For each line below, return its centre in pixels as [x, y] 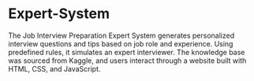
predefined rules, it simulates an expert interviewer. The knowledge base [127, 52]
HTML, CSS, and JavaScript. [54, 68]
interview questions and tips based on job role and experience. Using [121, 43]
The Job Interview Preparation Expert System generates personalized [121, 35]
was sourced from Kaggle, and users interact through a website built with [127, 61]
